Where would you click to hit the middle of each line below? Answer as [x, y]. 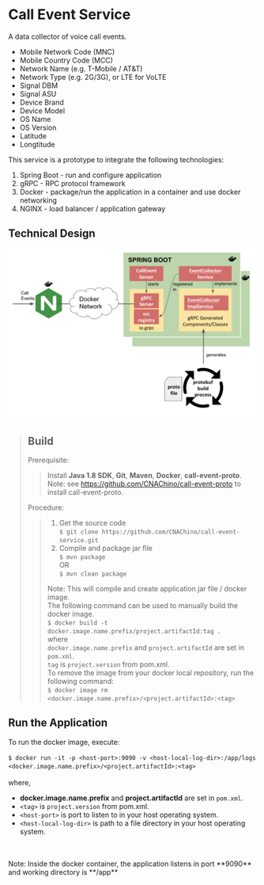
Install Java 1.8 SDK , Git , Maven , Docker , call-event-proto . [145, 476]
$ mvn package [82, 557]
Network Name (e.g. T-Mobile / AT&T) [81, 68]
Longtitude [37, 144]
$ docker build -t [77, 623]
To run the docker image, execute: [64, 742]
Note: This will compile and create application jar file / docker [147, 589]
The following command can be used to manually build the [143, 606]
